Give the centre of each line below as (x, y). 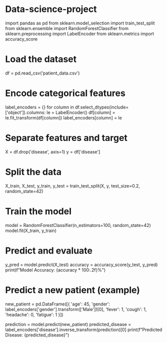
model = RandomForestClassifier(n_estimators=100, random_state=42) (78, 225)
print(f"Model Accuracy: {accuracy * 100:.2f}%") (55, 270)
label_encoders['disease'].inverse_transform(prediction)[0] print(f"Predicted (84, 329)
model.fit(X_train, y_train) (31, 230)
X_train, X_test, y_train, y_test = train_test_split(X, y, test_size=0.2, (72, 185)
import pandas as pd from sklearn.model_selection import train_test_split (80, 23)
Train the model (38, 211)
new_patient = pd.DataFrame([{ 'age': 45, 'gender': (58, 304)
